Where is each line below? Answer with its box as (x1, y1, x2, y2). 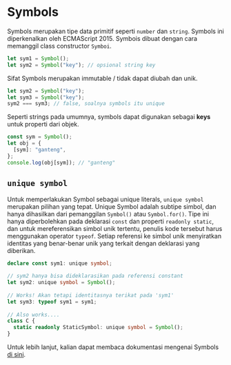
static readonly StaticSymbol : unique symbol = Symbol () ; (13, 324, 184, 331)
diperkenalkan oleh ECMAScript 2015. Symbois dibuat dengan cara (7, 34, 198, 42)
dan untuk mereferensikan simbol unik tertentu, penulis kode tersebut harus (7, 224, 223, 232)
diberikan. (7, 246, 36, 254)
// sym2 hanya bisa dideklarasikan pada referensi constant (7, 272, 184, 280)
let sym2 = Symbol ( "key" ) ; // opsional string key (7, 62, 156, 68)
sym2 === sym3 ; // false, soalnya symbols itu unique (7, 100, 165, 107)
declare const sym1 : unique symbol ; (7, 260, 112, 267)
